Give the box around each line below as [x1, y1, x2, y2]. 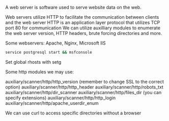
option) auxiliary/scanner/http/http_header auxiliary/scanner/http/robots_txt [5, 84, 164, 90]
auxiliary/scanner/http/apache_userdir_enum [5, 100, 99, 106]
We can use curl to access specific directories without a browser [5, 110, 142, 116]
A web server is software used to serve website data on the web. [5, 5, 142, 10]
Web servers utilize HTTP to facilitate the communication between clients [5, 14, 159, 20]
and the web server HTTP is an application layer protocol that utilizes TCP [5, 20, 160, 25]
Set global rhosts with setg [5, 59, 62, 65]
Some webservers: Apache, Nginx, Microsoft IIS [5, 40, 106, 46]
